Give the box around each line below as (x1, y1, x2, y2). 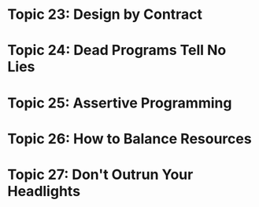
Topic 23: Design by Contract (7, 5, 202, 24)
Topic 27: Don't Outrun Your (7, 165, 194, 183)
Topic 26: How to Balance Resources (7, 129, 253, 147)
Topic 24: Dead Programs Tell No (7, 42, 227, 60)
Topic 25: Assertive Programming (7, 94, 232, 111)
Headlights (7, 182, 80, 200)
